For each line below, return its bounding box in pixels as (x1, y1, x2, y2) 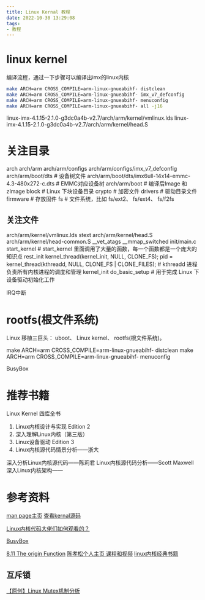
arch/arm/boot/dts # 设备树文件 (6, 172, 86, 179)
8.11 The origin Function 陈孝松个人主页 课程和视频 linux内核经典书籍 (6, 550, 179, 558)
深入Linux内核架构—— (6, 467, 63, 474)
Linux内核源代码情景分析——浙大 (15, 446, 99, 453)
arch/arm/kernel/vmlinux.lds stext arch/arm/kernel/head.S (6, 232, 153, 239)
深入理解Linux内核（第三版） (15, 431, 89, 438)
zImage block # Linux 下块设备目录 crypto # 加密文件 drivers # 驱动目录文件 (6, 187, 198, 195)
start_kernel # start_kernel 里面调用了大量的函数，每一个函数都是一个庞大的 (6, 245, 198, 252)
